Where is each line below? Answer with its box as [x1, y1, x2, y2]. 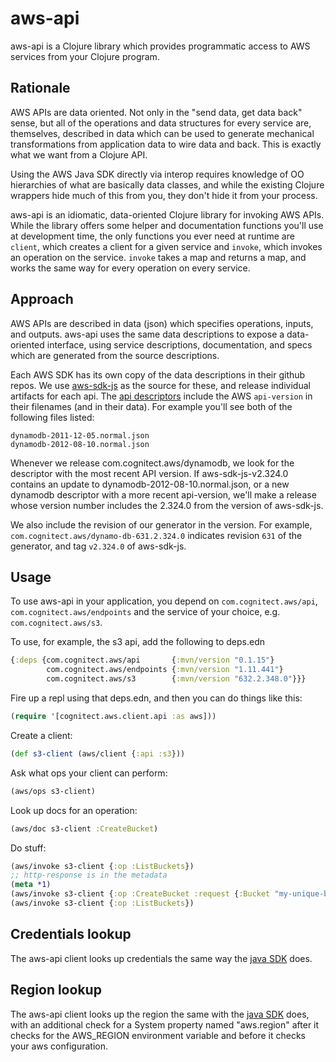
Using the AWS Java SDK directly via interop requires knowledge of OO [10, 168, 305, 180]
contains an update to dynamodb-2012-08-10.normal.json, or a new [10, 478, 290, 490]
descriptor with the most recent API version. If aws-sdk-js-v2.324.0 [10, 467, 289, 479]
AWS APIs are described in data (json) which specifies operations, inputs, [10, 317, 314, 329]
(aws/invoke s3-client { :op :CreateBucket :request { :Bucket [10, 889, 271, 899]
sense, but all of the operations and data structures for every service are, [10, 117, 312, 129]
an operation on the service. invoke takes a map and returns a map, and [10, 251, 307, 263]
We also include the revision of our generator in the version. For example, [10, 518, 313, 531]
